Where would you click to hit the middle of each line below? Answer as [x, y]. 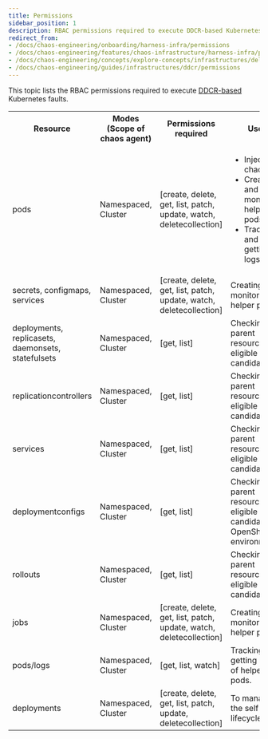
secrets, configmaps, [52, 290]
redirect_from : [33, 38]
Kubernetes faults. [39, 99]
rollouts [26, 574]
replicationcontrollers [52, 396]
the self [244, 708]
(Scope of [126, 128]
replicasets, [34, 338]
